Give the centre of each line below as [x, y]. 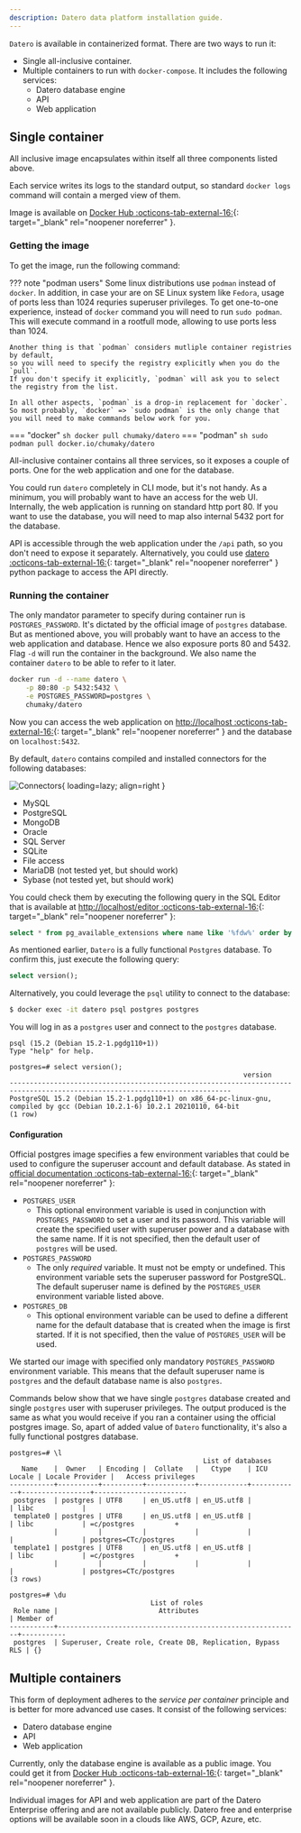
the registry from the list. [64, 387]
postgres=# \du [38, 1595]
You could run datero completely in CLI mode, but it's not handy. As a [138, 487]
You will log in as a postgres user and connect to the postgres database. [143, 1027]
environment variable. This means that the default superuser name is [137, 1371]
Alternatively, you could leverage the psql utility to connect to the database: [150, 994]
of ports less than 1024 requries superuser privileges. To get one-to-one [144, 302]
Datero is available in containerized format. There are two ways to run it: [143, 43]
